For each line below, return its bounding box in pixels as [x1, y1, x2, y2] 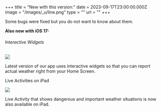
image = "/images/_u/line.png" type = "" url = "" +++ [5, 9, 111, 15]
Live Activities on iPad [5, 78, 49, 84]
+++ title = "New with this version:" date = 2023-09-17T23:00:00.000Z [5, 4, 147, 10]
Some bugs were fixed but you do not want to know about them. [5, 19, 133, 24]
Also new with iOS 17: [5, 28, 49, 33]
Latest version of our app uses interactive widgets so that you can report [5, 63, 150, 69]
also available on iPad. [5, 101, 50, 107]
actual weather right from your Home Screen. [5, 68, 96, 74]
